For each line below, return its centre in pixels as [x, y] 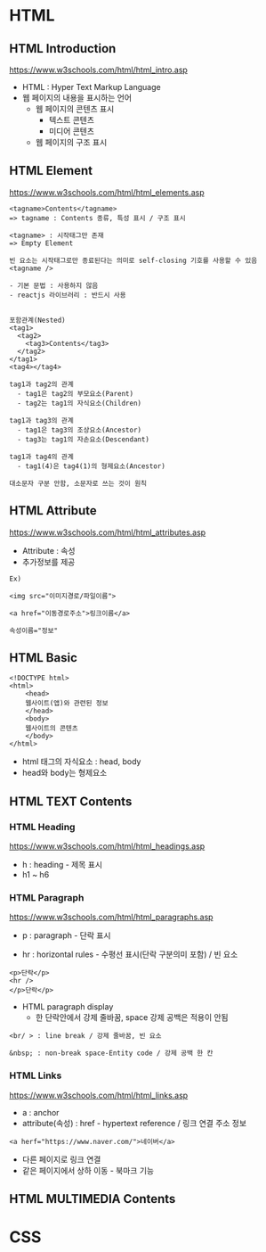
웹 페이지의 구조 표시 [71, 142]
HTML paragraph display [68, 1007]
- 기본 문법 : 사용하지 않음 [54, 285]
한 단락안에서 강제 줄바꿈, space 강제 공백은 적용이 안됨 [132, 1017]
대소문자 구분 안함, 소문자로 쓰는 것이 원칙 [78, 483]
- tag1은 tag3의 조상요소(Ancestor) [80, 430]
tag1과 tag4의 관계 [41, 457]
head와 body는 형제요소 [64, 773]
